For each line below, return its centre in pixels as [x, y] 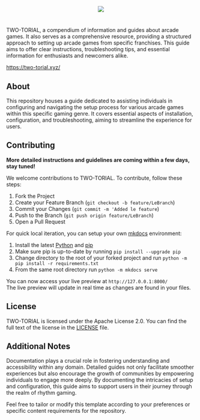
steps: [14, 184]
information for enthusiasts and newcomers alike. [67, 56]
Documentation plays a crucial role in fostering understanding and [88, 361]
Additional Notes [38, 346]
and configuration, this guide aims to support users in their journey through [99, 386]
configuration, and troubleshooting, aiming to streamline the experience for [99, 120]
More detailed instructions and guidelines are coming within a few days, [98, 160]
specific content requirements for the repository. [66, 411]
